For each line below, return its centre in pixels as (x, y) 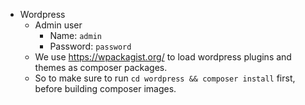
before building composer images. (105, 88)
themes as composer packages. (101, 67)
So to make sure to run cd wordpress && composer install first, (165, 78)
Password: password (90, 46)
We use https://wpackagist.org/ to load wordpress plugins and (163, 57)
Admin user (58, 25)
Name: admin (75, 35)
